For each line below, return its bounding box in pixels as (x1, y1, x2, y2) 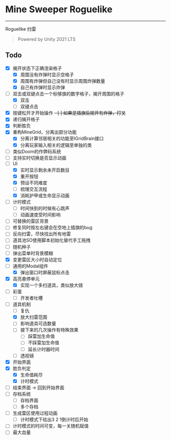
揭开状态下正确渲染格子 (12, 65, 62, 71)
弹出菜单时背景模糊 (12, 250, 53, 256)
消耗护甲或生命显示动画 (20, 192, 70, 199)
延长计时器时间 (27, 346, 60, 352)
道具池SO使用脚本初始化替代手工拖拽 (12, 237, 91, 243)
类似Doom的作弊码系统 (12, 148, 61, 154)
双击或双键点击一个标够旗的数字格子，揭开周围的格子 (12, 91, 125, 96)
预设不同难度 (20, 180, 47, 186)
